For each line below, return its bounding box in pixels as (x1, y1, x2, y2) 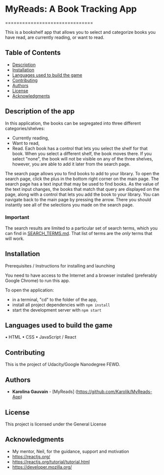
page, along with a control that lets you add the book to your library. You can (5, 191, 160, 197)
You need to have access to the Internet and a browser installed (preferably (5, 272, 158, 278)
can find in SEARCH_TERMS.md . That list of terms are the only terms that (5, 230, 153, 236)
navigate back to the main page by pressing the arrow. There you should (5, 196, 151, 202)
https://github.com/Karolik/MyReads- (77, 389, 153, 395)
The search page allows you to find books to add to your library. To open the (5, 170, 160, 176)
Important (5, 214, 29, 221)
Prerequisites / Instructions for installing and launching (5, 263, 115, 268)
